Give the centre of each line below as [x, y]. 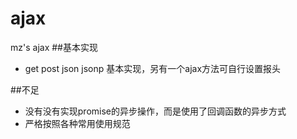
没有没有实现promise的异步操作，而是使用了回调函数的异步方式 [155, 111]
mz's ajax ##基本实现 [54, 47]
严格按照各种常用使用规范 [77, 123]
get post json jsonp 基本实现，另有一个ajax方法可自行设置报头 [153, 68]
